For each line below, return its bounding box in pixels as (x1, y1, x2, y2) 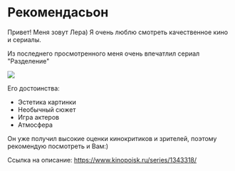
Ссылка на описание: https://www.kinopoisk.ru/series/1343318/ (7, 155, 197, 164)
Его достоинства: (7, 83, 61, 93)
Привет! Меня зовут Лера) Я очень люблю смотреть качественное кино (7, 28, 229, 36)
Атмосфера (17, 120, 53, 129)
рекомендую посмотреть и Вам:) (7, 142, 109, 150)
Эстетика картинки (17, 98, 77, 106)
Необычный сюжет (17, 105, 76, 114)
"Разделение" (7, 56, 50, 65)
